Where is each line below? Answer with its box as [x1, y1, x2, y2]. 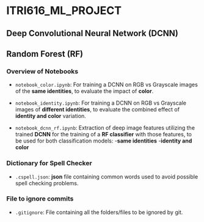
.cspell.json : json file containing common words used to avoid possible [15, 172, 199, 180]
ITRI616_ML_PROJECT [6, 4, 122, 18]
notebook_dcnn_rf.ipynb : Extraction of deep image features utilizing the [15, 124, 195, 131]
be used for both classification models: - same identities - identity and [15, 137, 192, 144]
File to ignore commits [6, 194, 74, 203]
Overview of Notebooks [6, 67, 78, 75]
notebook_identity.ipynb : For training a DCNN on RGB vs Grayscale [15, 99, 186, 107]
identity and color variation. [15, 113, 87, 120]
